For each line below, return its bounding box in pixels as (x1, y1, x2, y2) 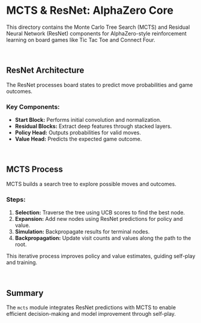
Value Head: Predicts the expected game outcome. (14, 136, 142, 143)
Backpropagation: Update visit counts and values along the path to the (14, 235, 191, 242)
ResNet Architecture (6, 65, 85, 76)
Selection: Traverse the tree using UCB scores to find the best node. (14, 209, 185, 216)
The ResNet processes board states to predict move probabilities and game (6, 81, 193, 88)
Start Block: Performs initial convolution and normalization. (14, 116, 161, 124)
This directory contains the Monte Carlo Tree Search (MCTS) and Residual (6, 23, 190, 31)
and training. (6, 259, 38, 266)
